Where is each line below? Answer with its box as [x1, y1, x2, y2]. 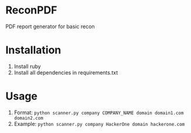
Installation [5, 43, 62, 57]
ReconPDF [5, 4, 57, 17]
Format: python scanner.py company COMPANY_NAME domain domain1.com [13, 109, 184, 116]
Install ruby [13, 63, 42, 70]
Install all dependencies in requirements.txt [13, 69, 118, 76]
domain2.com [13, 115, 43, 121]
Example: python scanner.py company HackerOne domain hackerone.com [13, 120, 185, 127]
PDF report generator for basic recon [5, 23, 95, 30]
